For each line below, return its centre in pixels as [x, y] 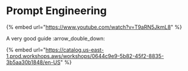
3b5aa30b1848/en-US [34, 62]
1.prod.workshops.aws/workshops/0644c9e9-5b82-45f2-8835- [85, 56]
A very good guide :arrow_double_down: [56, 38]
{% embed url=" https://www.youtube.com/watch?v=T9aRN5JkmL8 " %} [94, 27]
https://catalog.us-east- [75, 50]
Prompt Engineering [56, 11]
